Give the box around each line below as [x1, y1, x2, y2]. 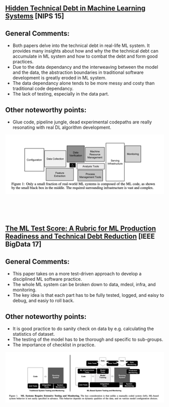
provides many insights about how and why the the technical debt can [12, 48, 159, 54]
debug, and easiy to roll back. [12, 298, 75, 304]
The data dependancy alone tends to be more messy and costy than [12, 80, 155, 86]
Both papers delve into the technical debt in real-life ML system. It [12, 42, 150, 49]
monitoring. [12, 287, 37, 293]
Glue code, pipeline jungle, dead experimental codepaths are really [12, 119, 152, 125]
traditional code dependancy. [12, 85, 74, 92]
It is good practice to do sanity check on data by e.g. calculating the [12, 326, 154, 332]
